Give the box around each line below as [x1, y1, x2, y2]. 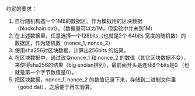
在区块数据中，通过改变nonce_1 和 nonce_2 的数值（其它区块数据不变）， [14, 54, 189, 61]
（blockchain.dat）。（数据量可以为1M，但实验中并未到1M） [14, 25, 156, 32]
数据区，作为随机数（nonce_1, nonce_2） [14, 40, 114, 46]
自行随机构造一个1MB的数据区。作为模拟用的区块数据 [14, 18, 143, 25]
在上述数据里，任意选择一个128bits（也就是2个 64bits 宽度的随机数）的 [14, 32, 186, 39]
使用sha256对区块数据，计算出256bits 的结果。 [14, 47, 130, 54]
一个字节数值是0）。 [30, 69, 77, 76]
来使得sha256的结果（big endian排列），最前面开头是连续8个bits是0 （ [14, 61, 185, 68]
